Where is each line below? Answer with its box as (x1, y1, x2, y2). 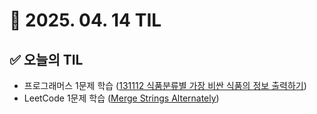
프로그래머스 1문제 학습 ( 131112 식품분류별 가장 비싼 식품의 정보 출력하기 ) (23, 80, 307, 91)
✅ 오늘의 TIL (9, 51, 84, 68)
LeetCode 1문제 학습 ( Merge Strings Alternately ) (23, 92, 220, 104)
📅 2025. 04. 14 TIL (9, 9, 162, 32)
